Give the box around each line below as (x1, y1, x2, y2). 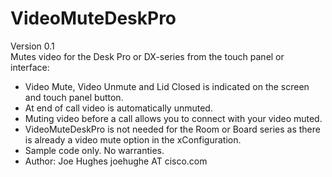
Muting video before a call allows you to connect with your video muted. (24, 112, 323, 124)
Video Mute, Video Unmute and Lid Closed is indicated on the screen (24, 80, 310, 92)
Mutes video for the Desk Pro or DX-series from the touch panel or (10, 50, 285, 62)
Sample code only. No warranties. (24, 144, 165, 156)
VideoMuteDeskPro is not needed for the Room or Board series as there (24, 123, 321, 135)
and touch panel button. (24, 91, 124, 103)
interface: (10, 61, 50, 73)
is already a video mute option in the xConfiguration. (24, 133, 242, 146)
